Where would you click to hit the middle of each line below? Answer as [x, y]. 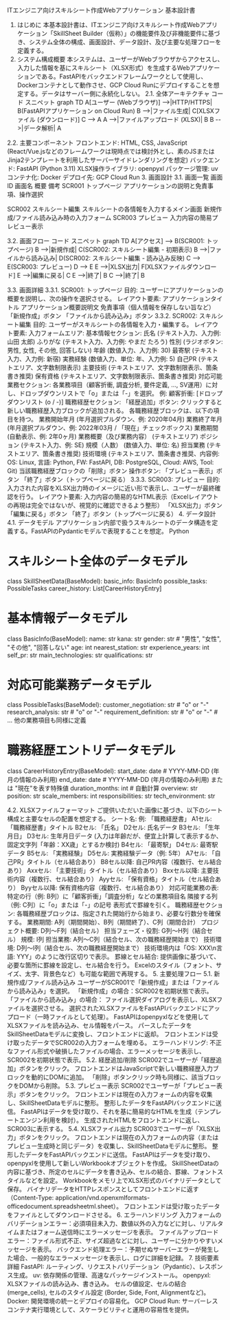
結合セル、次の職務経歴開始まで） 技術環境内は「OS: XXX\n [131, 948]
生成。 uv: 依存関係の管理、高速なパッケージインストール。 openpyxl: [112, 1275]
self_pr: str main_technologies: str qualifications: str [80, 655]
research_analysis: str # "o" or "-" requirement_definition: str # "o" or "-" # [113, 712]
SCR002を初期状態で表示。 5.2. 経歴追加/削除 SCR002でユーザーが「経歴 [112, 1060]
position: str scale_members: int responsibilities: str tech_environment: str [111, 796]
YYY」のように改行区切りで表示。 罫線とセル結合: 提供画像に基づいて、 [118, 956]
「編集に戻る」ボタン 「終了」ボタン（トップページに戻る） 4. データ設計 [112, 514]
